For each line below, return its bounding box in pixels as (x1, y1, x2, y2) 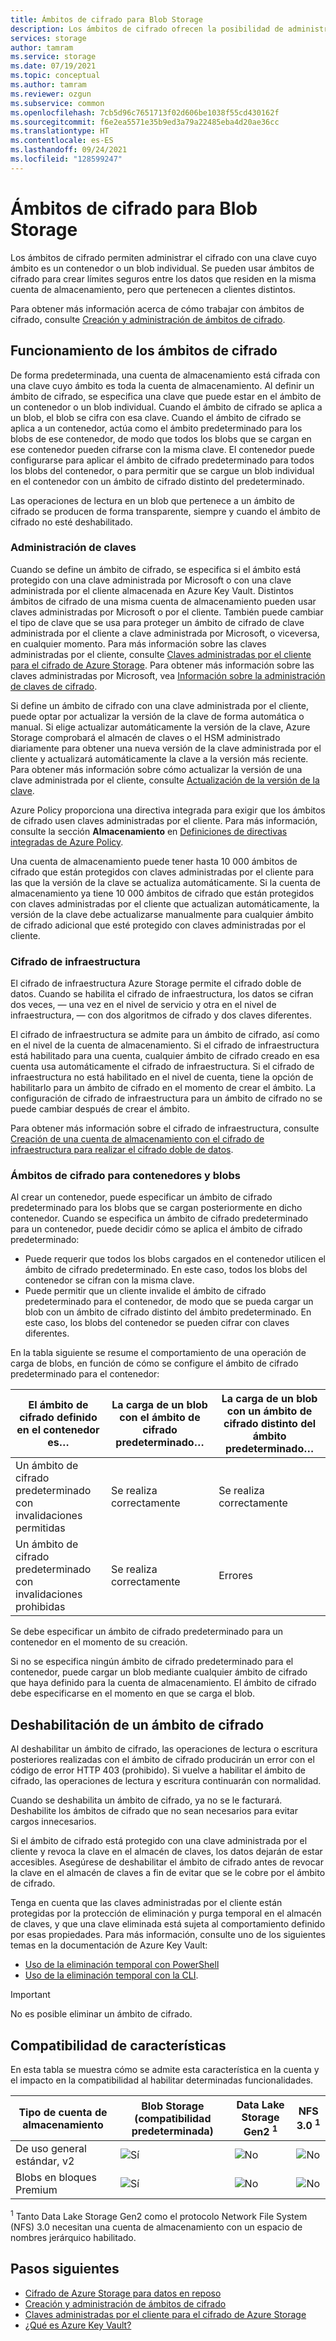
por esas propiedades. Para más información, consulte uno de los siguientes (10, 1929, 326, 1941)
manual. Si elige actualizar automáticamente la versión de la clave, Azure (10, 721, 311, 733)
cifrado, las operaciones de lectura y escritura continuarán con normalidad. (10, 1775, 322, 1787)
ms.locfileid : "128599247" (10, 154, 123, 164)
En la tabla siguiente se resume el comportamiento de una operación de (10, 1347, 307, 1359)
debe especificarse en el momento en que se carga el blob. (10, 1687, 256, 1700)
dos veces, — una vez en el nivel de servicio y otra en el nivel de (10, 999, 277, 1011)
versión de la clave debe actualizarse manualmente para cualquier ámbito (10, 908, 315, 920)
